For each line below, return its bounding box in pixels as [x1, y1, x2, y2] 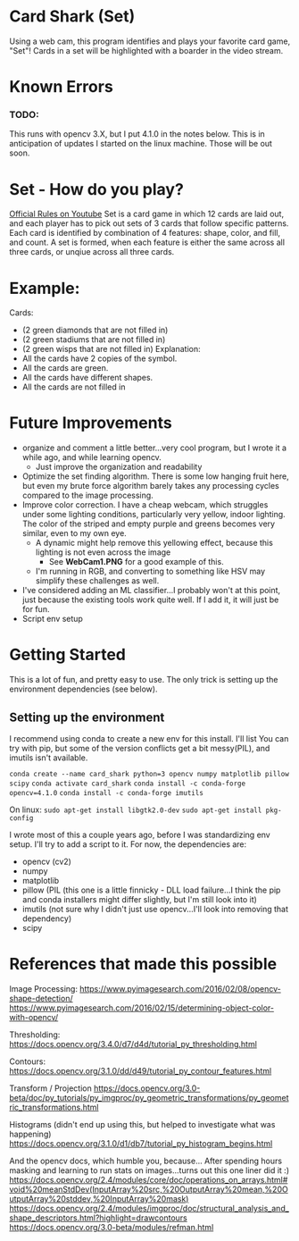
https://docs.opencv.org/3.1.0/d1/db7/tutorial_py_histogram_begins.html [9, 1137, 273, 1149]
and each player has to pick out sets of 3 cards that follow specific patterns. [9, 218, 289, 229]
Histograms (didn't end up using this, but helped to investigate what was [9, 1119, 276, 1129]
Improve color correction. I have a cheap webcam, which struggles [21, 499, 269, 510]
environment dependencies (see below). [9, 683, 158, 694]
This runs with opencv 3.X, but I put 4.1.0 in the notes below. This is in [9, 129, 265, 139]
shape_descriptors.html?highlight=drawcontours [9, 1212, 187, 1223]
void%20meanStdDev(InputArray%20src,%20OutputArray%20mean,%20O [9, 1184, 288, 1195]
